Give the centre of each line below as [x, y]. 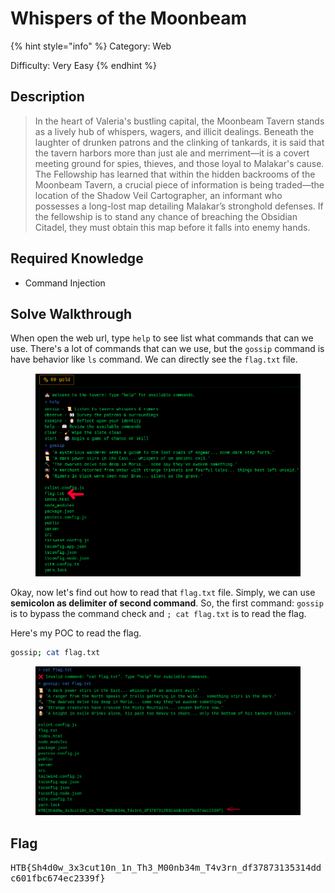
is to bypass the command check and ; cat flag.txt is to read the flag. [158, 614]
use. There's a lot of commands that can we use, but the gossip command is [167, 349]
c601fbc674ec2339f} [58, 878]
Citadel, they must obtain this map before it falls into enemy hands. [172, 227]
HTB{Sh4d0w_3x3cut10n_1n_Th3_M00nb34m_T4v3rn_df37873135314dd [166, 868]
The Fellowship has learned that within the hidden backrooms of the [175, 174]
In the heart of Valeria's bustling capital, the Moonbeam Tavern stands [179, 121]
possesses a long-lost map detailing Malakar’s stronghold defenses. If [179, 206]
